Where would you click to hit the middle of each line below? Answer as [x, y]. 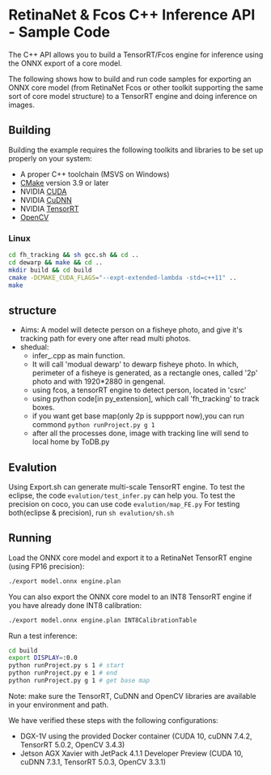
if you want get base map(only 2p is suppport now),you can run [138, 416]
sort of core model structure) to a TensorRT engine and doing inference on [133, 96]
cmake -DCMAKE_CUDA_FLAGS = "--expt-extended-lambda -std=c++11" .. [123, 277]
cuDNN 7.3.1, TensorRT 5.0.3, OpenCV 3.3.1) [93, 762]
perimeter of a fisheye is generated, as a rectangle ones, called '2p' [145, 373]
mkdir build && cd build [50, 270]
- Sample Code [59, 32]
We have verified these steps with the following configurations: [113, 720]
